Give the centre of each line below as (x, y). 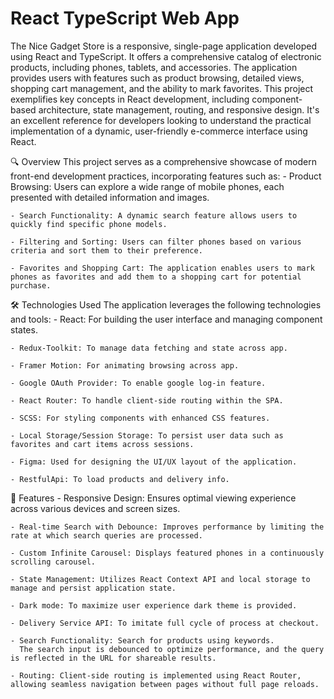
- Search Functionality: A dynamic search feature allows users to (154, 215)
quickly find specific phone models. (89, 224)
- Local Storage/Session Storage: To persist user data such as (147, 435)
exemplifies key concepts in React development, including (130, 99)
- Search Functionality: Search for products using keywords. (142, 640)
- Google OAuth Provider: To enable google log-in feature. (138, 383)
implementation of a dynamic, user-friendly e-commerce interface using (159, 131)
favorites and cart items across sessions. (102, 444)
